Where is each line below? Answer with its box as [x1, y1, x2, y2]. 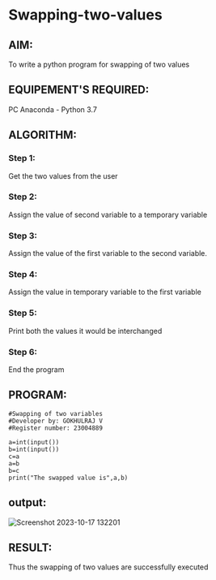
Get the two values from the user [8, 171, 119, 180]
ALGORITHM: [8, 128, 77, 142]
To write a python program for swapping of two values [8, 59, 190, 69]
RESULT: [8, 541, 53, 554]
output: [8, 496, 47, 509]
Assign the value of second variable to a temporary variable [8, 210, 208, 219]
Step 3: [8, 230, 38, 241]
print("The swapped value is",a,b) [8, 474, 129, 482]
